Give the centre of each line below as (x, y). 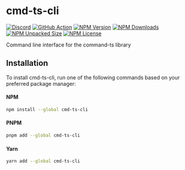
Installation (27, 63)
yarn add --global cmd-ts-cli (43, 161)
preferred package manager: (41, 84)
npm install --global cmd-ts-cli (47, 109)
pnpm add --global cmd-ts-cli (43, 136)
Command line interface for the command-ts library (69, 45)
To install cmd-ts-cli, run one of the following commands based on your (93, 77)
